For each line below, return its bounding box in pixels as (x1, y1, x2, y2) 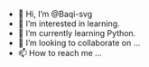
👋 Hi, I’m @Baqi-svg (17, 9, 93, 19)
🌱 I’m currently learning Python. (17, 28, 136, 38)
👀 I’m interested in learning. (17, 18, 120, 29)
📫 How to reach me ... (17, 48, 102, 58)
